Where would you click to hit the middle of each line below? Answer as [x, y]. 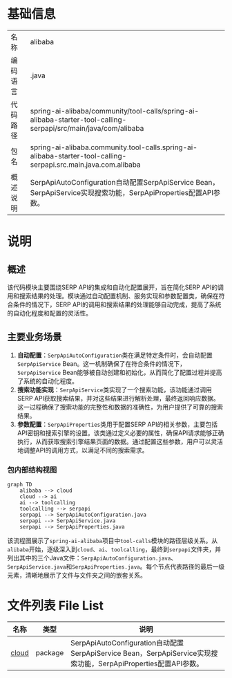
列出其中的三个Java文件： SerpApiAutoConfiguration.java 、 [92, 558]
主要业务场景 [35, 337]
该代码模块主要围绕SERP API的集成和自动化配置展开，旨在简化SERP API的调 [116, 287]
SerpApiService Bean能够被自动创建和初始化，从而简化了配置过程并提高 [119, 372]
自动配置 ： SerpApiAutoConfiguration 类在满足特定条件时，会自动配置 [115, 355]
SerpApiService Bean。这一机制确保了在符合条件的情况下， [101, 363]
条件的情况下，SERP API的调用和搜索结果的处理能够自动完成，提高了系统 [117, 304]
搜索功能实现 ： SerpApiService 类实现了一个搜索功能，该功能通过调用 [115, 390]
